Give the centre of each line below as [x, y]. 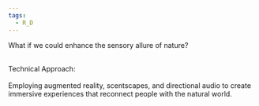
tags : [17, 15]
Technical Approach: [42, 68]
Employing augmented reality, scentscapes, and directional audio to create [129, 85]
